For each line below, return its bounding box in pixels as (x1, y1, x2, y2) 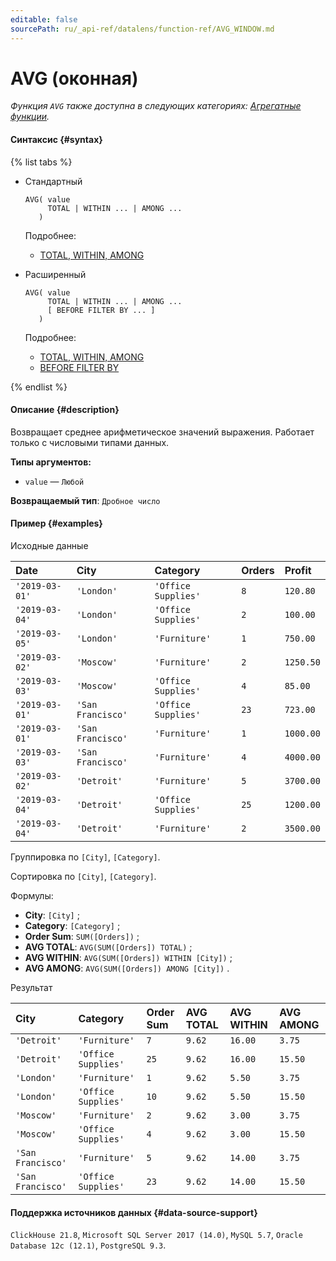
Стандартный (24, 175, 83, 187)
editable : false (10, 14, 78, 25)
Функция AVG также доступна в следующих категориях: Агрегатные (10, 100, 302, 112)
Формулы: (10, 890, 54, 902)
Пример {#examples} (10, 517, 103, 530)
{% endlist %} (10, 381, 68, 393)
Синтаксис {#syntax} (10, 134, 103, 146)
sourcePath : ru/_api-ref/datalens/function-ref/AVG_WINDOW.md (10, 24, 275, 34)
